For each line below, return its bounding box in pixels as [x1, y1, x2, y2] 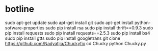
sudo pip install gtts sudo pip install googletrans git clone [5, 35, 121, 41]
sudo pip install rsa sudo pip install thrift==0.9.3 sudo [45, 25, 154, 30]
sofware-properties [5, 25, 45, 30]
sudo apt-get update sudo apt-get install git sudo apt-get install [5, 20, 133, 25]
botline [5, 3, 34, 15]
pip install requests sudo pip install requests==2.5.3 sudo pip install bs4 [5, 30, 151, 36]
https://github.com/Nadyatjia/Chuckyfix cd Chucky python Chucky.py [5, 40, 146, 46]
